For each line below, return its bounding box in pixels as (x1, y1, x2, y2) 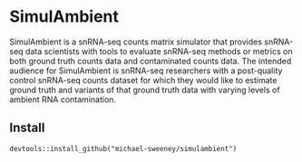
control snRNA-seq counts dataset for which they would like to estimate (9, 74, 278, 85)
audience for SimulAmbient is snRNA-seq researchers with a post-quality (9, 65, 283, 76)
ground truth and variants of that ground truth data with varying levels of (9, 84, 280, 95)
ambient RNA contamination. (9, 93, 116, 105)
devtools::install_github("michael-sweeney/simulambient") (9, 144, 238, 153)
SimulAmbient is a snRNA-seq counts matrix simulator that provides (9, 36, 263, 47)
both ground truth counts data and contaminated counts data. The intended (9, 55, 292, 66)
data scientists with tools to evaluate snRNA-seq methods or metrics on (25, 45, 293, 56)
